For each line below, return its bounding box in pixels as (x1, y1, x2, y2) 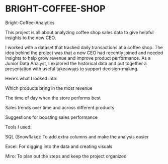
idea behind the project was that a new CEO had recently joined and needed (5, 50, 163, 56)
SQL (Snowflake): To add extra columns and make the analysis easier (5, 133, 149, 139)
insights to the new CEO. (5, 35, 56, 41)
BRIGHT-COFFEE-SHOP (5, 3, 106, 15)
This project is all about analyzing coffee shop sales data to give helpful (5, 29, 154, 35)
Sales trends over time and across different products (5, 104, 114, 110)
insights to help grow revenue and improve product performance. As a (5, 55, 151, 61)
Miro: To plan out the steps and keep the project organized (5, 153, 127, 159)
